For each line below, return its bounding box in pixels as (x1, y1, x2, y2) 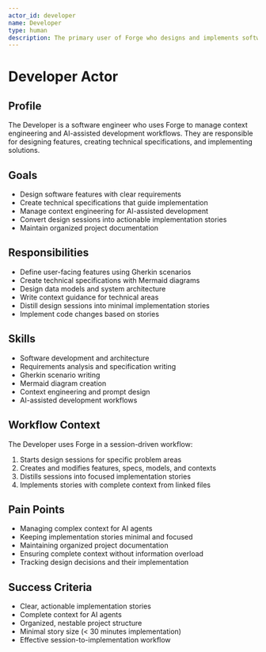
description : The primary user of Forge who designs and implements (8, 33, 239, 42)
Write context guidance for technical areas (19, 292, 159, 302)
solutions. (8, 146, 40, 155)
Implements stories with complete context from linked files (19, 480, 211, 490)
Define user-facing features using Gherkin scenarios (19, 267, 192, 276)
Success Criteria (8, 580, 93, 594)
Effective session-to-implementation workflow (19, 635, 172, 645)
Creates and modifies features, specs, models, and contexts (19, 463, 216, 472)
